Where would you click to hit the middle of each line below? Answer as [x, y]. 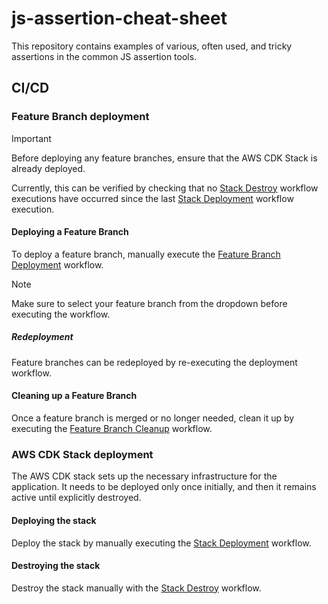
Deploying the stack [54, 520]
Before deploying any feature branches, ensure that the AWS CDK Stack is [164, 158]
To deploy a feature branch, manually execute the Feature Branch [146, 254]
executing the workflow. [61, 314]
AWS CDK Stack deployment [82, 454]
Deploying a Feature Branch [70, 232]
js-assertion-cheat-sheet [119, 18]
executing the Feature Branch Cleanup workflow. [112, 428]
